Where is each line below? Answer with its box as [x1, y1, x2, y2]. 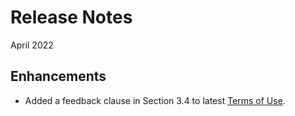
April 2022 [10, 39, 54, 51]
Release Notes [10, 6, 133, 29]
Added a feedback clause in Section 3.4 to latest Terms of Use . [24, 94, 286, 106]
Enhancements [10, 68, 107, 85]
